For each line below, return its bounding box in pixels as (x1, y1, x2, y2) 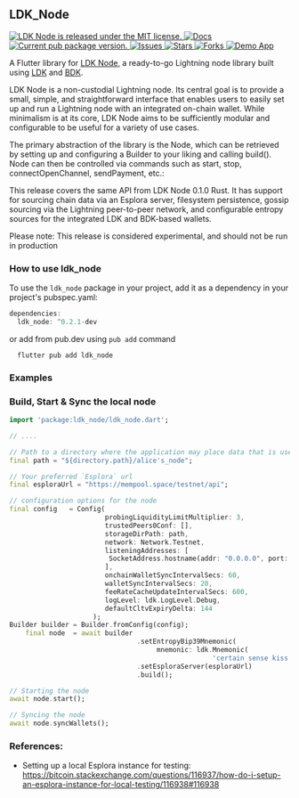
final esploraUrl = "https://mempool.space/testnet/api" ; (9, 480, 229, 489)
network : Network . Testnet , (104, 538, 205, 547)
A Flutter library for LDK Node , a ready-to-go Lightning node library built (9, 57, 274, 68)
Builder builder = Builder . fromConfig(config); (9, 621, 190, 630)
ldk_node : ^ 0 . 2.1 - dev (17, 317, 98, 326)
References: (9, 740, 64, 752)
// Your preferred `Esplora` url (9, 472, 133, 481)
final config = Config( (9, 505, 105, 514)
